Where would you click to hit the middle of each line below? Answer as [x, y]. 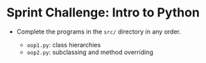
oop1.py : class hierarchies [64, 45]
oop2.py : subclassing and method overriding [90, 52]
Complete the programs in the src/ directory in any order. [98, 32]
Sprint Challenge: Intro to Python [103, 13]
